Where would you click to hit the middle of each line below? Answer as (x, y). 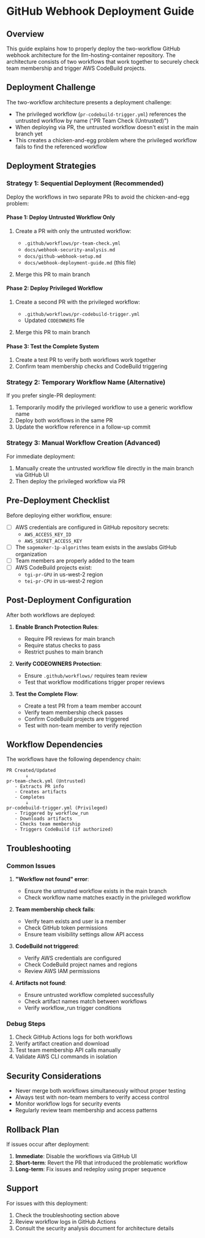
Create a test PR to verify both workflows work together (85, 360)
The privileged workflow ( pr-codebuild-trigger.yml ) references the (101, 114)
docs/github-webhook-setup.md (63, 256)
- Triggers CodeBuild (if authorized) (64, 830)
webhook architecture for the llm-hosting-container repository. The (91, 55)
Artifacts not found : (41, 983)
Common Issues (31, 866)
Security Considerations (54, 1076)
